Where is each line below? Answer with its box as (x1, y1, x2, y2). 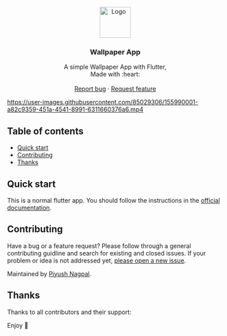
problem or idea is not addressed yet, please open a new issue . (7, 256, 187, 265)
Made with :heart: (90, 70, 141, 78)
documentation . (7, 203, 52, 212)
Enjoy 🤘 (7, 321, 29, 329)
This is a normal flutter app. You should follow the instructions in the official (7, 196, 221, 204)
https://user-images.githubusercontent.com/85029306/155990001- (7, 98, 199, 107)
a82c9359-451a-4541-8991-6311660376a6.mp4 (7, 105, 144, 113)
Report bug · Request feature (74, 85, 156, 93)
